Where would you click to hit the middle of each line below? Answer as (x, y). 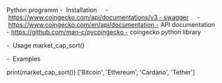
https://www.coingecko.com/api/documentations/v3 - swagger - (104, 17)
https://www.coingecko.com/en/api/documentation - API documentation (112, 25)
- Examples (24, 59)
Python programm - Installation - (58, 10)
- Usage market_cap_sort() (45, 45)
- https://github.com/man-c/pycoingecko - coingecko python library (104, 32)
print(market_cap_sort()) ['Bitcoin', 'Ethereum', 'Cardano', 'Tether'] (101, 72)
